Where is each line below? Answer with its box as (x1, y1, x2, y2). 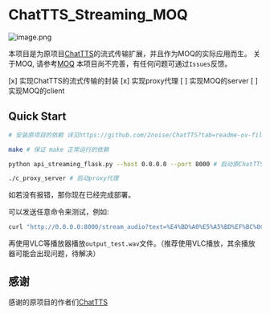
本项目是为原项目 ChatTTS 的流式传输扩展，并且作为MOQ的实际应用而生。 (8, 48, 252, 58)
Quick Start (8, 110, 67, 124)
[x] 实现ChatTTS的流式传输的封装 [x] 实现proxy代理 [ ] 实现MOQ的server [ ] (8, 75, 259, 85)
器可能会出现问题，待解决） (8, 249, 100, 259)
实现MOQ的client (8, 86, 65, 96)
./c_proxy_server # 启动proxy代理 (8, 174, 119, 182)
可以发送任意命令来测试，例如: (8, 207, 110, 217)
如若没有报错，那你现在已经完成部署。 (8, 190, 135, 200)
